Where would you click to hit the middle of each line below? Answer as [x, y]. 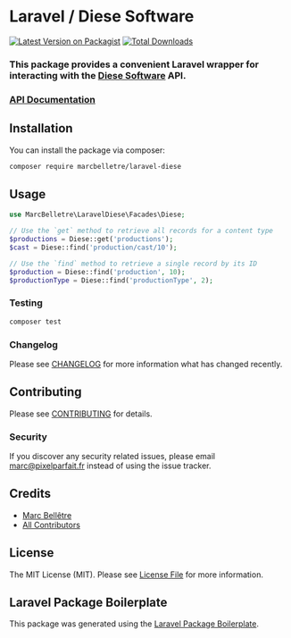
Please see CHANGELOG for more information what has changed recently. [146, 364]
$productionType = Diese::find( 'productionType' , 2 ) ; [112, 280]
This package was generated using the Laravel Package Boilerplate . [134, 624]
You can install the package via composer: [87, 150]
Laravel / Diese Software [102, 17]
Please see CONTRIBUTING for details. [81, 414]
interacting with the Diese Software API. [98, 75]
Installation [41, 128]
